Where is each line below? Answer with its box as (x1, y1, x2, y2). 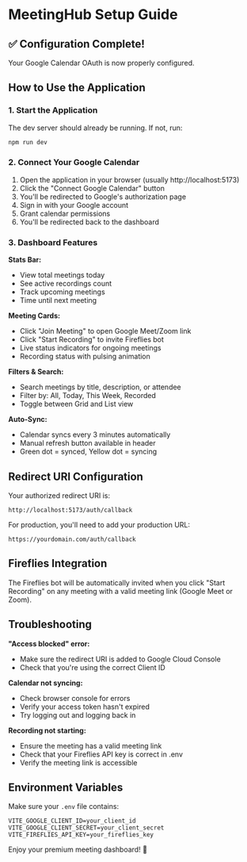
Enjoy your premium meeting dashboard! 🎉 (8, 845, 148, 854)
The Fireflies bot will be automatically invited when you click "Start (8, 577, 226, 588)
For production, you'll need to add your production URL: (8, 519, 191, 529)
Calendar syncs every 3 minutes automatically (19, 430, 171, 439)
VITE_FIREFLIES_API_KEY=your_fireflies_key (8, 831, 154, 839)
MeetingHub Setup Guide (8, 6, 178, 24)
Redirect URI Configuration (8, 469, 144, 483)
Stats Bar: (8, 255, 42, 265)
